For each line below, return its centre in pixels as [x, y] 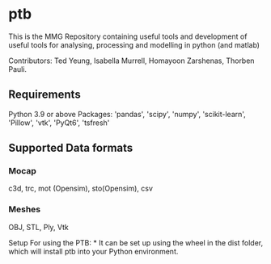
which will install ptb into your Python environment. [93, 251]
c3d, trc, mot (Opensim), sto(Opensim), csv [81, 189]
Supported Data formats [71, 148]
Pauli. [17, 69]
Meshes [25, 209]
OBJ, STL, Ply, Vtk [38, 227]
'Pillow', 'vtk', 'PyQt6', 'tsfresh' [59, 123]
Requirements [44, 95]
